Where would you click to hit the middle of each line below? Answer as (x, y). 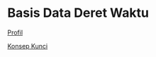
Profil (15, 32)
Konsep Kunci (28, 46)
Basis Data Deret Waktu (78, 13)
